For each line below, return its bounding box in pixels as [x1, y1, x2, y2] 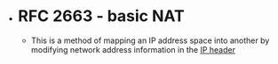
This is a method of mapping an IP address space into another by [30, 35, 270, 46]
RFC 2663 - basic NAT [17, 6, 185, 26]
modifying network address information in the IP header [30, 44, 235, 54]
